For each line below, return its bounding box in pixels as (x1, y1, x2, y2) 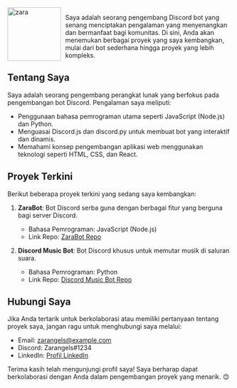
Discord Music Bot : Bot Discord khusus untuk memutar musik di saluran (17, 246, 230, 255)
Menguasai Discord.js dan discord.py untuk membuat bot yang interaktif (17, 127, 230, 136)
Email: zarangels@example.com (17, 336, 112, 344)
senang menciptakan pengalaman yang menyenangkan (65, 21, 228, 29)
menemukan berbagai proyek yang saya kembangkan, (65, 36, 225, 44)
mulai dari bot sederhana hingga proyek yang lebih (65, 44, 215, 52)
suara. (17, 253, 37, 262)
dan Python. (17, 119, 54, 128)
